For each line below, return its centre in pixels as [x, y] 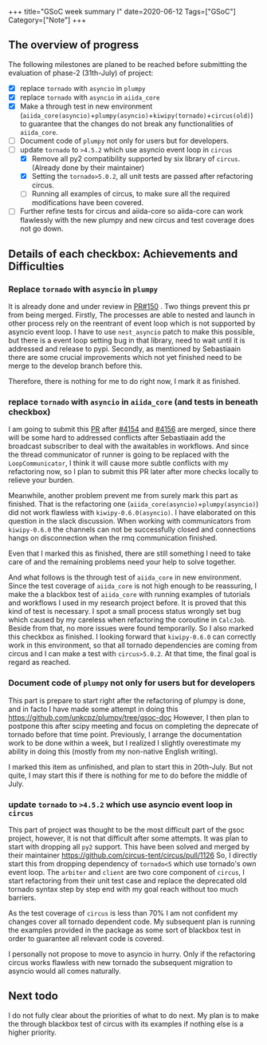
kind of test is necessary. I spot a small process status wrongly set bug [125, 612]
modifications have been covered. [88, 203]
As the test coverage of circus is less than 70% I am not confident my [123, 912]
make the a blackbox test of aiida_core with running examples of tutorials [130, 595]
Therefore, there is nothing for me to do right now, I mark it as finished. [124, 382]
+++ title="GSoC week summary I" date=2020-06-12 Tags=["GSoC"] [122, 12]
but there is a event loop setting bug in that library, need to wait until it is [127, 340]
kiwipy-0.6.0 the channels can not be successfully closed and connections [132, 529]
